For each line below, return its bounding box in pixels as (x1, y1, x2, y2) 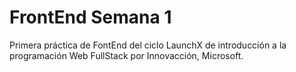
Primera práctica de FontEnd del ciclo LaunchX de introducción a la (9, 39, 287, 51)
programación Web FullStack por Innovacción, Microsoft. (9, 49, 244, 61)
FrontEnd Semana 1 (9, 6, 172, 29)
